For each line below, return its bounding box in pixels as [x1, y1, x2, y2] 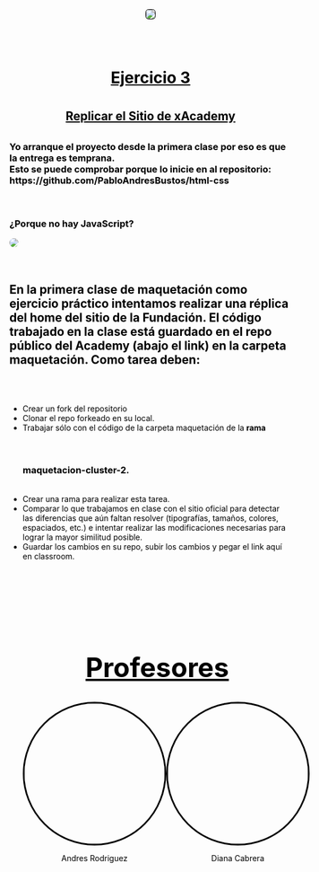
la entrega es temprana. [9, 152, 116, 164]
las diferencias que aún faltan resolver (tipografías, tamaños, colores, [22, 513, 280, 524]
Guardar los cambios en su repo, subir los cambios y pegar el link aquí [22, 542, 282, 552]
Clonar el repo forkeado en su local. [22, 412, 155, 423]
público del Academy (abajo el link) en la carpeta [9, 339, 287, 354]
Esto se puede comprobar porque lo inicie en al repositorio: [9, 163, 272, 176]
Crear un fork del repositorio [22, 403, 128, 414]
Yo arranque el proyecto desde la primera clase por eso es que [9, 141, 287, 154]
